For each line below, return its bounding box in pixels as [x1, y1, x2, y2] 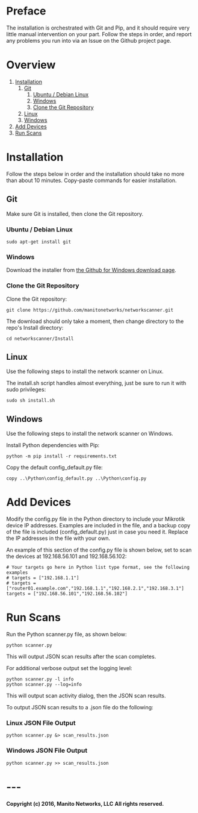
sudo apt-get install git [6, 239, 71, 245]
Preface [6, 4, 46, 18]
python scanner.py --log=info [6, 682, 82, 688]
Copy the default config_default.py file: [6, 464, 104, 471]
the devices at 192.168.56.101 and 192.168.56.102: [6, 553, 127, 560]
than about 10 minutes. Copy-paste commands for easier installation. [6, 177, 177, 184]
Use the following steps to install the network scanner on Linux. [6, 368, 164, 375]
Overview [6, 58, 56, 72]
